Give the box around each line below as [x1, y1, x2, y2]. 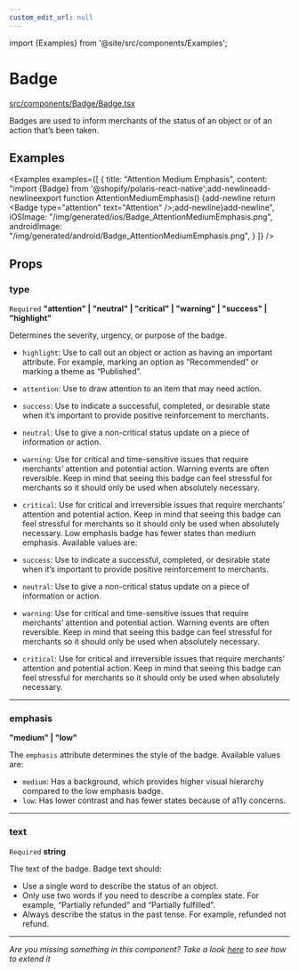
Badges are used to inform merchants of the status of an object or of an [9, 115, 273, 125]
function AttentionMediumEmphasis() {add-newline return [63, 193, 276, 204]
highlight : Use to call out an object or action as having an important [21, 348, 273, 358]
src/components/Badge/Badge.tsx [9, 98, 135, 108]
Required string [9, 846, 67, 856]
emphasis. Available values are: [21, 537, 138, 548]
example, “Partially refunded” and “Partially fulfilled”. [21, 899, 216, 910]
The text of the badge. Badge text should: [9, 863, 162, 874]
